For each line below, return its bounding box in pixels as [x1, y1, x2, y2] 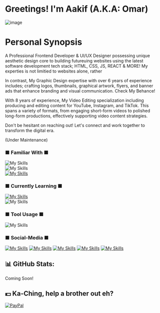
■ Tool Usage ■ [5, 211, 44, 218]
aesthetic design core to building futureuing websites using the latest [5, 57, 143, 64]
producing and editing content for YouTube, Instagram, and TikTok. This [5, 102, 149, 108]
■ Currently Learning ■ [5, 183, 62, 189]
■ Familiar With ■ [5, 149, 49, 156]
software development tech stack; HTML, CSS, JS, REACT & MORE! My [5, 63, 148, 69]
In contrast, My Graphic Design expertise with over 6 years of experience [5, 77, 152, 83]
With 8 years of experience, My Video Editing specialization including [5, 97, 144, 103]
